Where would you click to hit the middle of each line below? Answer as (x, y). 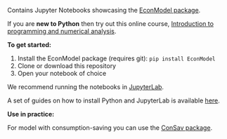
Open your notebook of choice (62, 73)
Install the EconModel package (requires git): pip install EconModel (116, 58)
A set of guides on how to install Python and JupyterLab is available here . (113, 100)
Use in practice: (31, 114)
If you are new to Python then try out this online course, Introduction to (111, 24)
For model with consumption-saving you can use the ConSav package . (110, 128)
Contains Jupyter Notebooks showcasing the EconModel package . (104, 10)
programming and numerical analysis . (62, 31)
